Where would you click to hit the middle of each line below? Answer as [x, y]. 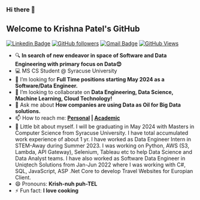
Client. [23, 177]
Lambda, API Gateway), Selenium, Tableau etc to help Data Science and [104, 151]
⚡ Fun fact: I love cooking [47, 190]
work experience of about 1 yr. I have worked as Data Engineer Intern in [103, 139]
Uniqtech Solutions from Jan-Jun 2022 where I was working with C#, [100, 165]
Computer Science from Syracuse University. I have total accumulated [101, 133]
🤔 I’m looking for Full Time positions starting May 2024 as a [90, 79]
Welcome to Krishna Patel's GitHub [73, 29]
